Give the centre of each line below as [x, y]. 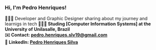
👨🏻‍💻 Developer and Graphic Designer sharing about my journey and [76, 19]
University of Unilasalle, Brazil [37, 29]
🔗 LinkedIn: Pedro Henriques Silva [42, 42]
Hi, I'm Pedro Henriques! [36, 8]
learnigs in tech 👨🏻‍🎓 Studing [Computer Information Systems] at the [78, 24]
